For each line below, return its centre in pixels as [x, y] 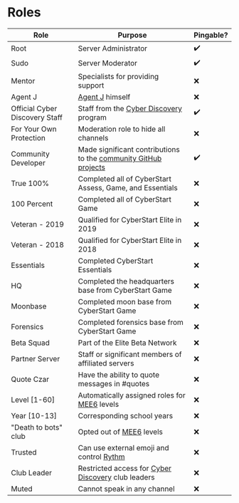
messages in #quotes [114, 383]
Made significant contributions [129, 149]
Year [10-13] [34, 415]
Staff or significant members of [130, 354]
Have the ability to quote [119, 375]
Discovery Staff [37, 117]
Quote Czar [30, 379]
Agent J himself [104, 97]
